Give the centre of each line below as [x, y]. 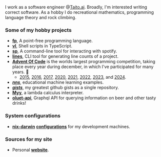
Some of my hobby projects [38, 30]
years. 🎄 [20, 72]
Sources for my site [29, 139]
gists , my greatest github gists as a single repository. [65, 88]
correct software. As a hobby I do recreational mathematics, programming [80, 12]
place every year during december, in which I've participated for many [83, 67]
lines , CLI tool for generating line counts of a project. [65, 56]
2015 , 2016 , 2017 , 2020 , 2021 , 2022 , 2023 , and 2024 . [73, 77]
